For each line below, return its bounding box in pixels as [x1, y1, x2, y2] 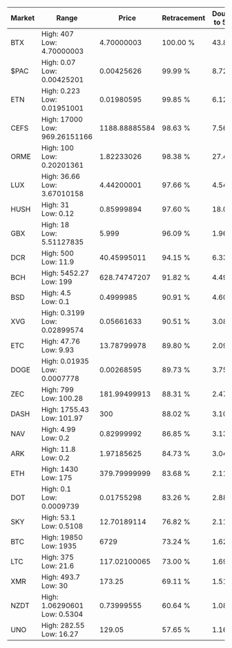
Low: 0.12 [41, 209, 75, 218]
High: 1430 [41, 464, 79, 474]
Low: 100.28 [41, 394, 84, 403]
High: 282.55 [41, 621, 85, 630]
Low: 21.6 [41, 561, 75, 571]
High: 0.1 [41, 484, 71, 493]
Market [10, 13, 35, 23]
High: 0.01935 [41, 356, 90, 365]
